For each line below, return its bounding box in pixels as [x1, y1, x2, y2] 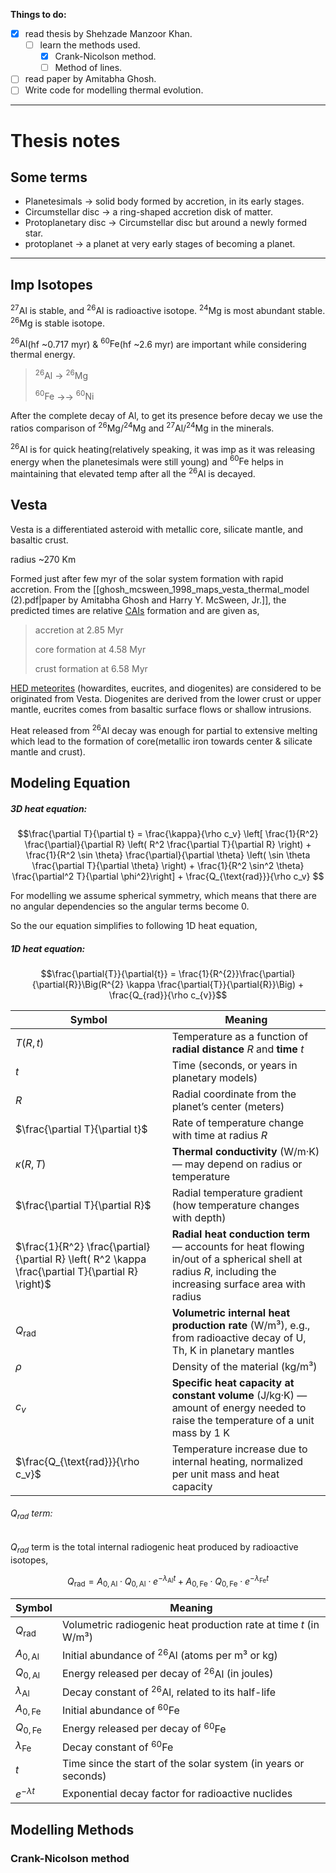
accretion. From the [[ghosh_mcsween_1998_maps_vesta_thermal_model [10, 583, 310, 595]
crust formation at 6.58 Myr [34, 662, 148, 674]
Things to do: [10, 9, 67, 20]
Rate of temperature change [171, 1115, 305, 1129]
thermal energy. [10, 349, 76, 361]
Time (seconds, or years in [171, 1058, 298, 1072]
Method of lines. [54, 62, 123, 74]
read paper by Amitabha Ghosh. [24, 73, 157, 85]
